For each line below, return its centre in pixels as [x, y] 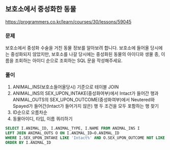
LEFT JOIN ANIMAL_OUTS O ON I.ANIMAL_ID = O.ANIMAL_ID [62, 133]
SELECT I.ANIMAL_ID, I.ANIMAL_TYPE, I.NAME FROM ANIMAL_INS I [73, 129]
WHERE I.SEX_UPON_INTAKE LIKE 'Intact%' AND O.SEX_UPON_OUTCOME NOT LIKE [85, 138]
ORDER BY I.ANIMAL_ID [28, 143]
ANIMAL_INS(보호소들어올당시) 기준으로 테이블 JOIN [66, 87]
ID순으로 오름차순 [30, 112]
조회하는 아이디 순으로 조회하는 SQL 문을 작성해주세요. [69, 61]
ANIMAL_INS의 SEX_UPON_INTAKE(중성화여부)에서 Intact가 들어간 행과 [86, 94]
